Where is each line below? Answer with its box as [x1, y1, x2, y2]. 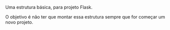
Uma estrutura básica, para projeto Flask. [5, 4, 93, 10]
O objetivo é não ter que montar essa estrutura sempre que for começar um [5, 14, 165, 19]
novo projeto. [5, 19, 33, 25]
